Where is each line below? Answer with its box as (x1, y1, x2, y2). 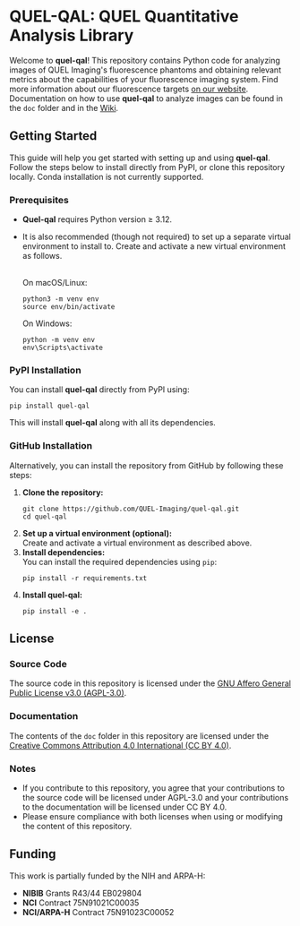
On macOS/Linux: (21, 278, 88, 288)
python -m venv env (21, 336, 96, 345)
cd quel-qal (21, 512, 67, 521)
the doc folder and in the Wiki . (9, 102, 119, 113)
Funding (9, 846, 56, 862)
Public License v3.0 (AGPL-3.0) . (9, 688, 127, 699)
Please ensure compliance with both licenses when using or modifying (21, 810, 284, 821)
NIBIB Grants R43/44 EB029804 (21, 887, 142, 898)
